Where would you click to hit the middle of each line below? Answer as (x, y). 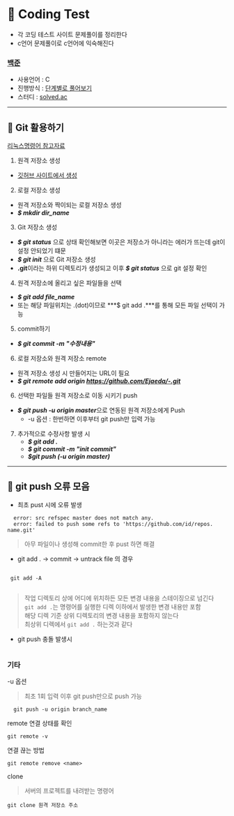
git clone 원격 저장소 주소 (43, 806)
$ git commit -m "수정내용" (56, 344)
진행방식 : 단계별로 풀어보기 (55, 88)
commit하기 (34, 329)
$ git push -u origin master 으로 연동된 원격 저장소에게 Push (101, 410)
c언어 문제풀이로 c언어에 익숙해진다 (65, 43)
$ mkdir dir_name (43, 213)
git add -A (26, 578)
